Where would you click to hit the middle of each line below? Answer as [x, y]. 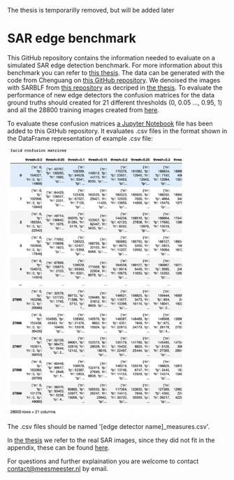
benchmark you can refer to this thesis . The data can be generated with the [116, 72]
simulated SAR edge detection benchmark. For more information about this [115, 65]
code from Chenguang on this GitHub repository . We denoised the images [114, 80]
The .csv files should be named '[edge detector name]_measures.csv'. [109, 427]
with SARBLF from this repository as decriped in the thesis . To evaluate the [115, 88]
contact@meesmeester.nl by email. [58, 469]
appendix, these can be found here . [59, 448]
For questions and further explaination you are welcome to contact [103, 461]
